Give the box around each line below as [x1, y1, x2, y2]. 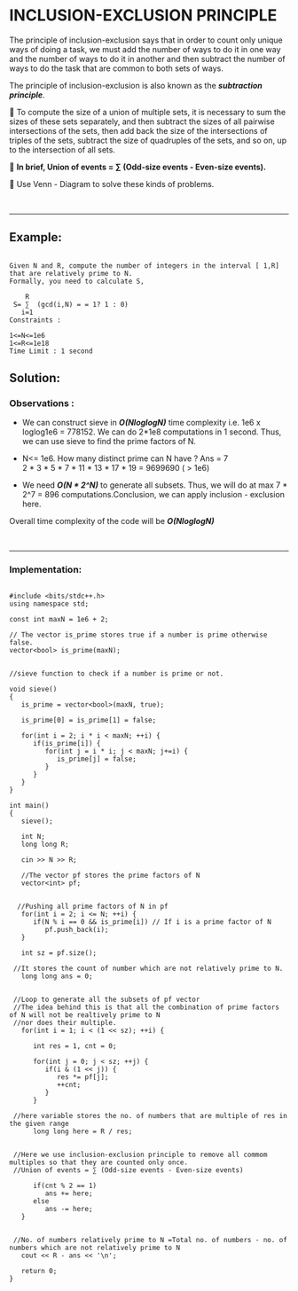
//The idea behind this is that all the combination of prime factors [12, 1003, 279, 1012]
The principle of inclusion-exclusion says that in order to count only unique [9, 35, 284, 45]
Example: [9, 230, 62, 245]
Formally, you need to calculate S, [9, 277, 145, 286]
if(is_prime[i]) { [32, 739, 101, 747]
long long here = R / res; [32, 1127, 133, 1136]
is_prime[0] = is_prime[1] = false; [20, 716, 157, 724]
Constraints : [9, 316, 62, 325]
